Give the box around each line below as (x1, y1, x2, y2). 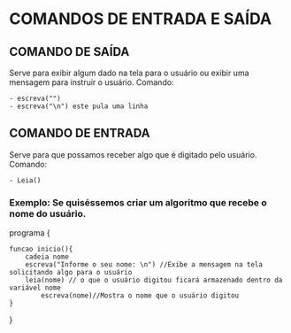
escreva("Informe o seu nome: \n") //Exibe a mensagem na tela (25, 260, 264, 269)
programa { (9, 228, 50, 238)
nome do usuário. (9, 207, 87, 220)
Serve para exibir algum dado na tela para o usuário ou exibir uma (9, 67, 249, 78)
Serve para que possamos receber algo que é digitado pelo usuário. (9, 149, 257, 159)
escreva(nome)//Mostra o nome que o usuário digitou (41, 291, 240, 300)
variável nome (9, 283, 62, 292)
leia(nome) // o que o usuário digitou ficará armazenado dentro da (25, 275, 283, 285)
